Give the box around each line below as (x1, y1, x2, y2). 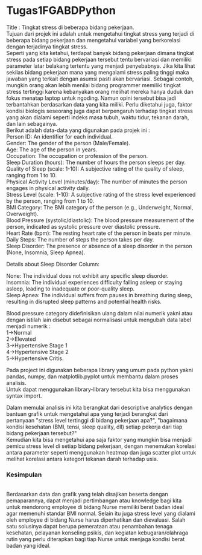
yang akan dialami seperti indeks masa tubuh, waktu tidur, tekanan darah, (6, 113, 189, 121)
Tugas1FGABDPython (6, 4, 116, 18)
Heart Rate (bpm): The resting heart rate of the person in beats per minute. (6, 229, 192, 237)
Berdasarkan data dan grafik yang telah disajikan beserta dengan (6, 491, 168, 498)
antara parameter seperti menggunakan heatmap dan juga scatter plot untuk (6, 448, 197, 456)
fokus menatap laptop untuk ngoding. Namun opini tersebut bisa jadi (6, 94, 177, 102)
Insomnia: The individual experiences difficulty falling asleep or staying (6, 278, 183, 286)
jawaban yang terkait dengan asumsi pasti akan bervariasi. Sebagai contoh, (6, 75, 194, 82)
